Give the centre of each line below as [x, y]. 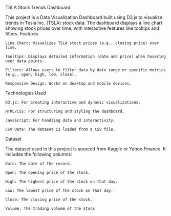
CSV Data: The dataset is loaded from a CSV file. [60, 129]
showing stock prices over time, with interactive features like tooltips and [82, 28]
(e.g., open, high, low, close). [41, 74]
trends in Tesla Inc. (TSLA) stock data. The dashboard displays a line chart [84, 23]
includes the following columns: [39, 154]
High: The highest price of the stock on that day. [61, 182]
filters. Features [22, 34]
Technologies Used [26, 93]
